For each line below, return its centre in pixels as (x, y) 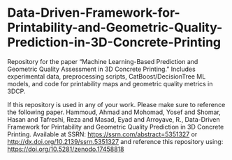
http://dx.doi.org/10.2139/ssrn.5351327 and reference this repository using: (115, 141)
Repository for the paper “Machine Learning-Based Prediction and (103, 61)
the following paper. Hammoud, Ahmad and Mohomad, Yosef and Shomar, (114, 112)
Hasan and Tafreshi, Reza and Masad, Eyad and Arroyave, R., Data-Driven (114, 119)
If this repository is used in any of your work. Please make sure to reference (116, 104)
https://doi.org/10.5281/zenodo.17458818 (66, 149)
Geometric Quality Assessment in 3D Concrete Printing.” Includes (101, 69)
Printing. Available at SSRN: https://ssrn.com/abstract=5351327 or (102, 134)
